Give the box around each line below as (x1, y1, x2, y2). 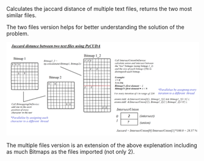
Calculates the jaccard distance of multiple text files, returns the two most (6, 5, 192, 12)
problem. (6, 30, 29, 37)
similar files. (6, 12, 37, 19)
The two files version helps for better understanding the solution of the (6, 24, 184, 30)
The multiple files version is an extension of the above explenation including (6, 141, 197, 149)
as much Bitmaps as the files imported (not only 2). (6, 148, 135, 155)
